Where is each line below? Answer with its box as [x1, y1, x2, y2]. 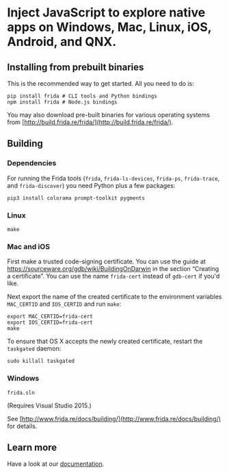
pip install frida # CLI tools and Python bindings [7, 93, 157, 99]
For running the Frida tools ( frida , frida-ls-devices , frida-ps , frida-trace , [7, 174, 220, 182]
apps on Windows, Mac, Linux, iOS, [7, 19, 212, 35]
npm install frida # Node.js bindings [7, 99, 118, 106]
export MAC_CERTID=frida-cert [7, 313, 94, 320]
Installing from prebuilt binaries [7, 61, 144, 73]
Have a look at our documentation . [7, 460, 105, 468]
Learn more [7, 441, 57, 453]
